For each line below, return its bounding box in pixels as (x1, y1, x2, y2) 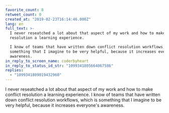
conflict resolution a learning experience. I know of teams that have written (5, 91, 160, 97)
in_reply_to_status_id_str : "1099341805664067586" (5, 63, 114, 68)
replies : (5, 68, 24, 73)
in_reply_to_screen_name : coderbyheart (5, 58, 89, 63)
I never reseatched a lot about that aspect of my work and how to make (5, 86, 153, 92)
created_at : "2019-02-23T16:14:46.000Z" (5, 17, 92, 22)
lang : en (5, 21, 24, 27)
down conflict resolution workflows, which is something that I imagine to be (5, 97, 162, 103)
